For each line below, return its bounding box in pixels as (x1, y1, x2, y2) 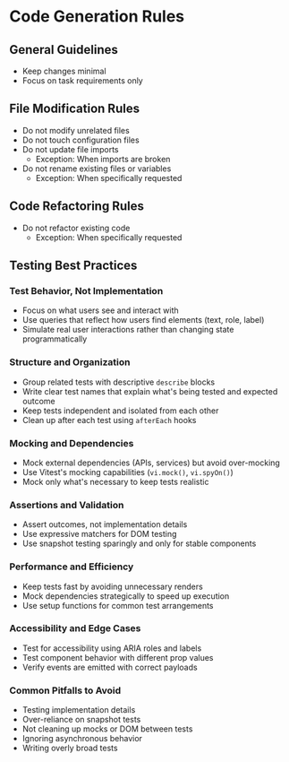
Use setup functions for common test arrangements (21, 600, 214, 610)
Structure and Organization (9, 356, 131, 368)
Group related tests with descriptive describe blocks (21, 377, 216, 387)
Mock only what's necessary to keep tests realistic (21, 476, 209, 487)
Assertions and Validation (9, 498, 124, 511)
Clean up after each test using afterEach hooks (21, 414, 197, 425)
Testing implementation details (21, 705, 136, 715)
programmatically (21, 333, 88, 344)
